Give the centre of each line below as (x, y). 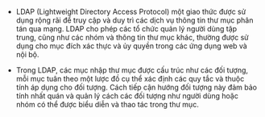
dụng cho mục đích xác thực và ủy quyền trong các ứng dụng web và (131, 46)
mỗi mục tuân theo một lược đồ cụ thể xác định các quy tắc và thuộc (130, 79)
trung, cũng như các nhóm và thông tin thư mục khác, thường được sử (132, 37)
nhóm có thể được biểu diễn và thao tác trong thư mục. (107, 104)
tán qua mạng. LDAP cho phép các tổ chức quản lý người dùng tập (126, 29)
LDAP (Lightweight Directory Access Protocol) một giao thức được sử (131, 12)
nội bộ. (27, 54)
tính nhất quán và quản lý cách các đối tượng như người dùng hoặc (127, 96)
